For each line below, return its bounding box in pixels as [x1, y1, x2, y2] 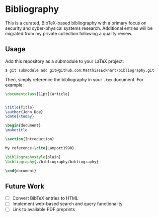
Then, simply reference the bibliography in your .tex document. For [5, 76, 144, 83]
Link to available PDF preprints [12, 207, 76, 213]
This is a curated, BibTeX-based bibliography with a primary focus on [5, 20, 147, 26]
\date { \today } [5, 114, 35, 119]
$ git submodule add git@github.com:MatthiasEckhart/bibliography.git [5, 68, 155, 73]
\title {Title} [5, 105, 35, 110]
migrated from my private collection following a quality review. [5, 30, 133, 36]
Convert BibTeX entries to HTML [12, 195, 79, 201]
